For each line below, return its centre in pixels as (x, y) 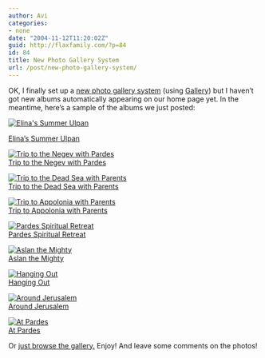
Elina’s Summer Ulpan (44, 138)
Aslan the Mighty (36, 258)
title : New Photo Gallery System (64, 61)
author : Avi (28, 16)
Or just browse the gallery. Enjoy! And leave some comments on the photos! (133, 345)
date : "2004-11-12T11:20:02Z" (59, 38)
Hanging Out (29, 282)
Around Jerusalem (39, 306)
